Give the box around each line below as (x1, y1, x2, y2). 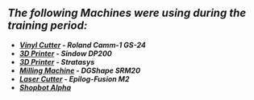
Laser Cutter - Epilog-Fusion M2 (19, 74, 130, 83)
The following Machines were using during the (7, 6, 247, 20)
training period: (7, 19, 88, 33)
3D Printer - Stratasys (19, 57, 95, 66)
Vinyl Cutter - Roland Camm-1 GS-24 (19, 40, 147, 50)
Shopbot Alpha (19, 82, 72, 92)
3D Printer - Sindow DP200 (19, 48, 112, 58)
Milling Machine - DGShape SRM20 (19, 66, 141, 75)
